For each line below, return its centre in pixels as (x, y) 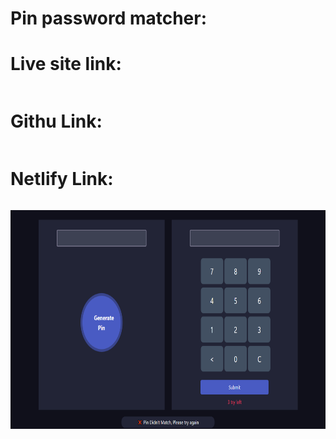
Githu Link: (56, 121)
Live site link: (66, 64)
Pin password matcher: (109, 18)
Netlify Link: (62, 179)
